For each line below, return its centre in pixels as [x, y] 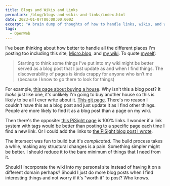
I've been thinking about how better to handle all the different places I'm [80, 48]
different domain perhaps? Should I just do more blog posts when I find [79, 172]
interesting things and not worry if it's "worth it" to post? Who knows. [77, 178]
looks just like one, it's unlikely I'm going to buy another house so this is [80, 95]
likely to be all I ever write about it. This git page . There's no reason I [76, 100]
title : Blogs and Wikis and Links [42, 10]
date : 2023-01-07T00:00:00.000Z [39, 19]
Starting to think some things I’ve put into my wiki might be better [86, 63]
